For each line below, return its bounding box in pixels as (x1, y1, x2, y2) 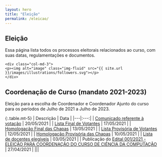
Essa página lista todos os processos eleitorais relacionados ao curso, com (5, 47, 156, 53)
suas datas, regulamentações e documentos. (5, 52, 95, 59)
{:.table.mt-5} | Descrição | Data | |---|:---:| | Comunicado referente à (5, 116, 144, 121)
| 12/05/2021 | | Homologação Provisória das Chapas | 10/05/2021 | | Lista (5, 131, 153, 137)
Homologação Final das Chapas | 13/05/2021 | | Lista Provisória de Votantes (5, 126, 157, 132)
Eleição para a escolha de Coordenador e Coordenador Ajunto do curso (5, 101, 149, 106)
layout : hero (5, 7, 32, 12)
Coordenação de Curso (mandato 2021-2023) (5, 88, 147, 96)
